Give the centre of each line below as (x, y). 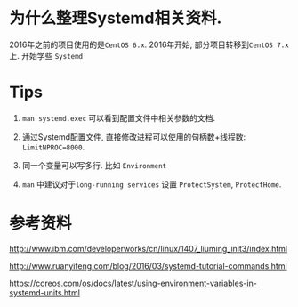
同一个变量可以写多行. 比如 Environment (94, 165)
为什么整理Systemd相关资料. (116, 18)
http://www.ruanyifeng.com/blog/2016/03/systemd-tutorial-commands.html (148, 266)
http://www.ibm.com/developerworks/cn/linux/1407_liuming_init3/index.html (149, 248)
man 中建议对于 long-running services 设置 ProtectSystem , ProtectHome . (152, 184)
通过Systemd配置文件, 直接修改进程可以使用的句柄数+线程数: (134, 137)
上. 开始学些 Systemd (46, 55)
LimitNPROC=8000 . (53, 147)
